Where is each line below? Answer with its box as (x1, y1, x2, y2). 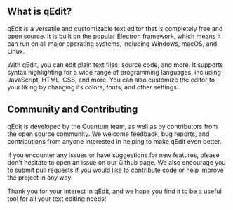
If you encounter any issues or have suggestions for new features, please (7, 151, 220, 159)
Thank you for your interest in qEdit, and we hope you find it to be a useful (7, 187, 222, 195)
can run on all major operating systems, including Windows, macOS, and (7, 39, 218, 48)
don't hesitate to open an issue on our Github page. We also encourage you (7, 158, 226, 166)
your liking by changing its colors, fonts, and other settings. (7, 82, 179, 91)
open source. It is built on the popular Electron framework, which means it (7, 32, 221, 40)
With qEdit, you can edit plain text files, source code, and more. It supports (7, 60, 223, 69)
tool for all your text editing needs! (7, 194, 107, 203)
